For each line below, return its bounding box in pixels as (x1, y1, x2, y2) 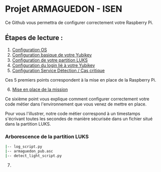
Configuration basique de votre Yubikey (12, 52, 92, 58)
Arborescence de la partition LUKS (5, 133, 89, 140)
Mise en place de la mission (12, 86, 68, 92)
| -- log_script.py (5, 144, 42, 150)
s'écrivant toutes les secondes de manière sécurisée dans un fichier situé (5, 116, 153, 122)
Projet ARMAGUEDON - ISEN (5, 3, 123, 15)
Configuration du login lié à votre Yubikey (12, 62, 95, 68)
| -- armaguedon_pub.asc (5, 149, 54, 153)
